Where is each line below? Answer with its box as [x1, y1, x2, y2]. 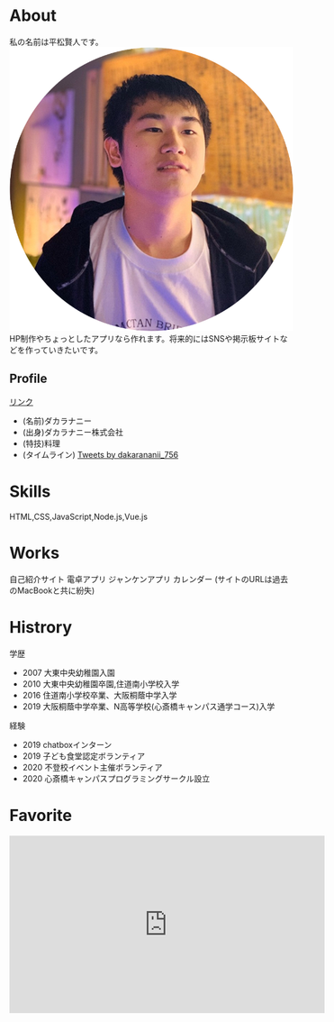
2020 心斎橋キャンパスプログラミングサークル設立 [22, 772, 211, 784]
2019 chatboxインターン [22, 739, 113, 750]
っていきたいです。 [32, 344, 104, 355]
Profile [9, 371, 48, 387]
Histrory [9, 616, 73, 637]
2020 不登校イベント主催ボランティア [22, 762, 163, 772]
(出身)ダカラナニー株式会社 [22, 426, 124, 437]
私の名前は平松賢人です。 [9, 36, 104, 47]
